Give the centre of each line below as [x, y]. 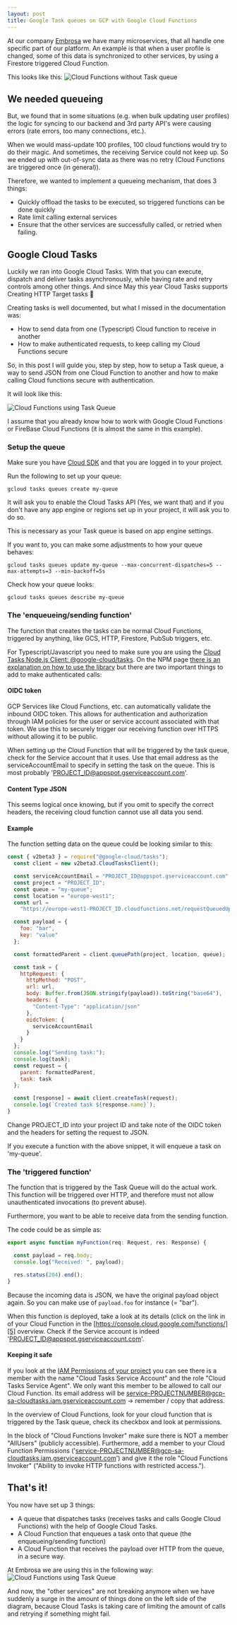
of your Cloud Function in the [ [52, 1324]
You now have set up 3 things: [51, 1505]
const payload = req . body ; [53, 1256]
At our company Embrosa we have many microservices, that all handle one [116, 40]
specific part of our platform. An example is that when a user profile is [109, 48]
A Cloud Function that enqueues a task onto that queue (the [104, 1533]
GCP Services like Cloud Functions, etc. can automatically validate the [109, 706]
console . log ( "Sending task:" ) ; [60, 1053]
